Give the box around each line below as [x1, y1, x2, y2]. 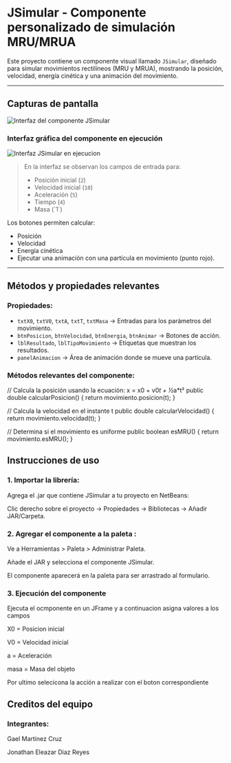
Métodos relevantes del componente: [7, 370, 135, 380]
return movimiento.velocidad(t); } [7, 414, 101, 423]
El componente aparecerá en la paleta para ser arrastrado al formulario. [7, 571, 210, 580]
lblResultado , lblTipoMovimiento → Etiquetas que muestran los [16, 338, 197, 347]
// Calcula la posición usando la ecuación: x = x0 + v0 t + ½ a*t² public [7, 386, 204, 394]
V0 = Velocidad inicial [7, 638, 69, 647]
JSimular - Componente [7, 5, 146, 21]
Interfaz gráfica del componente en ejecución [7, 133, 163, 143]
